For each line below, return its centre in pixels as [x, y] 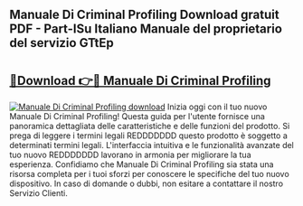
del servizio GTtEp [62, 43]
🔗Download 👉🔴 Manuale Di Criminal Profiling [140, 80]
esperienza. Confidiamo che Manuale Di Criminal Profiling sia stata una [142, 164]
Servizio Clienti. [38, 193]
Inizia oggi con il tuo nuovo [217, 107]
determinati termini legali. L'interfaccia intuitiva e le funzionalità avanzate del [151, 145]
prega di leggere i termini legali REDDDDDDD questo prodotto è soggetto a [148, 136]
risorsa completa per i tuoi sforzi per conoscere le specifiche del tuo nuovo [149, 174]
